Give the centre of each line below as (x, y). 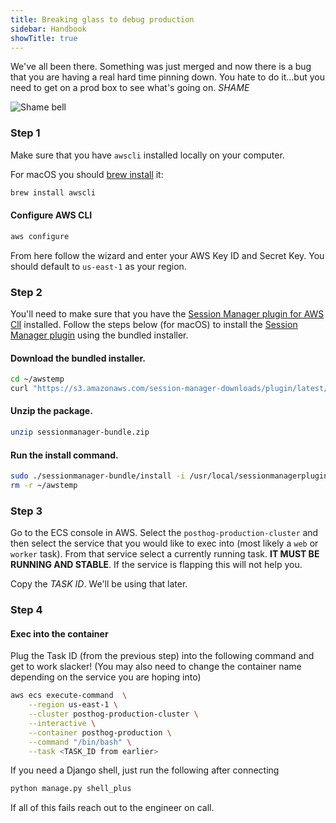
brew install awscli (53, 192)
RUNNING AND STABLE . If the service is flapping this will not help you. (156, 565)
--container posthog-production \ (100, 732)
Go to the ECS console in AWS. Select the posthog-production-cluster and (164, 533)
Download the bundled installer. (78, 358)
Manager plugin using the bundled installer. (99, 335)
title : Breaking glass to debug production (102, 19)
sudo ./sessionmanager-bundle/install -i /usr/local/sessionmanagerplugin (169, 476)
